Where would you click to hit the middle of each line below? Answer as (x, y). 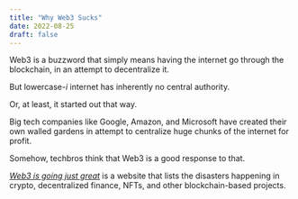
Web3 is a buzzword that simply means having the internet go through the (147, 60)
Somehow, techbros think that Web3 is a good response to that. (127, 158)
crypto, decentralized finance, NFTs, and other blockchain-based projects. (148, 185)
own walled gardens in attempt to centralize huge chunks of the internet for (149, 131)
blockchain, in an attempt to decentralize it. (89, 69)
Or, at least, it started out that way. (73, 104)
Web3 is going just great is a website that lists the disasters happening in (144, 176)
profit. (21, 141)
